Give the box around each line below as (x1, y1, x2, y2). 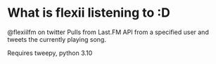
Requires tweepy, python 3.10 (7, 49, 93, 57)
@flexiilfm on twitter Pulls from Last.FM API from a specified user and (7, 28, 209, 36)
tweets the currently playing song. (7, 35, 107, 43)
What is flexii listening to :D (7, 5, 171, 21)
